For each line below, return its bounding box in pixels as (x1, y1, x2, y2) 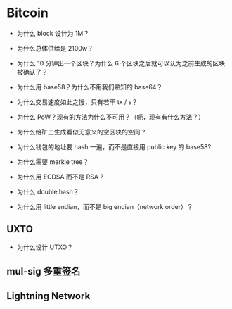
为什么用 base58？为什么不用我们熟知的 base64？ (16, 82, 163, 91)
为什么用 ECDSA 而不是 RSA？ (16, 172, 105, 181)
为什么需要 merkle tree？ (16, 157, 89, 166)
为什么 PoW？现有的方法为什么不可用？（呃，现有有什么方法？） (16, 113, 205, 121)
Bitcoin (6, 5, 49, 21)
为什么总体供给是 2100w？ (16, 44, 94, 52)
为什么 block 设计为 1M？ (16, 29, 89, 37)
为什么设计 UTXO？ (16, 243, 73, 251)
